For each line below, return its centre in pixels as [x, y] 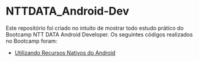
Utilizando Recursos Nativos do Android [65, 52]
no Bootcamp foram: [32, 41]
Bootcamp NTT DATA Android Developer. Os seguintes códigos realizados [99, 34]
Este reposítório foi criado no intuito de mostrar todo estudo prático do [95, 28]
